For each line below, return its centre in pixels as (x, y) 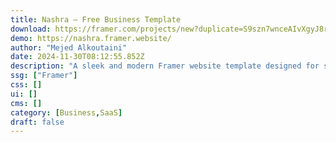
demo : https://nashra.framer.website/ (91, 38)
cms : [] (26, 103)
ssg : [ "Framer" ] (44, 76)
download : (31, 29)
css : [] (26, 85)
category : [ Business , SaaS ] (66, 112)
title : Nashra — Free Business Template (96, 19)
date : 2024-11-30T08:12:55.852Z (77, 57)
